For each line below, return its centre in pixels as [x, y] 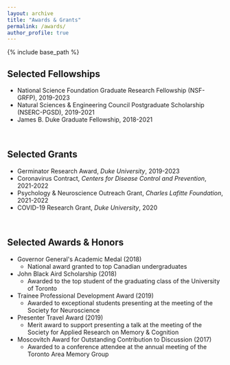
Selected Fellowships [54, 74]
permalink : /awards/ [37, 26]
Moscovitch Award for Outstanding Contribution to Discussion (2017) [114, 339]
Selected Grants [42, 154]
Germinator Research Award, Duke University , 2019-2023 [98, 171]
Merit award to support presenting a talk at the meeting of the [115, 324]
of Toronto [42, 288]
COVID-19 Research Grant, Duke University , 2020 [87, 208]
